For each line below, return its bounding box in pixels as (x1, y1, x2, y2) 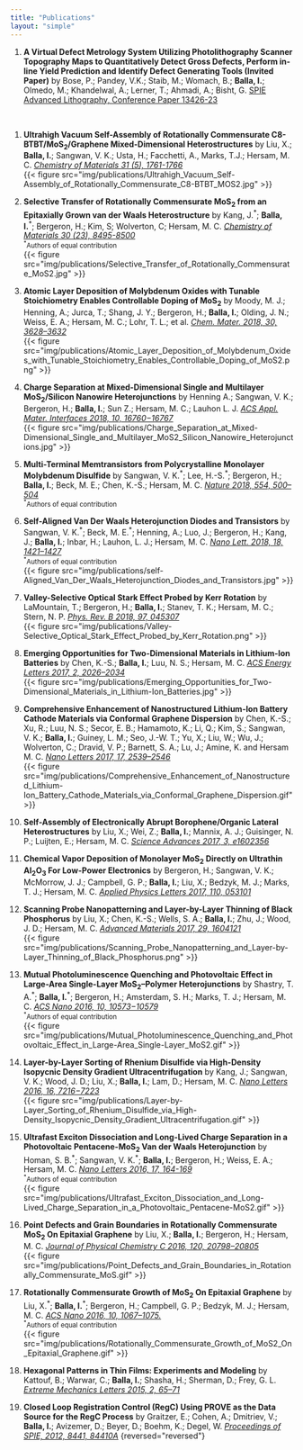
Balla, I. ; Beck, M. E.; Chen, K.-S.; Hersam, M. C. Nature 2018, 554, (22, 479, 272, 491)
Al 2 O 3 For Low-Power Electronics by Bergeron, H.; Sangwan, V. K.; (22, 865, 274, 878)
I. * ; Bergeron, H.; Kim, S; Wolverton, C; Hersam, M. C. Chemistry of (22, 219, 272, 231)
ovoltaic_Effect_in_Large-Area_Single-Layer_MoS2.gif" (22, 1039, 227, 1049)
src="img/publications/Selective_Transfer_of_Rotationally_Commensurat (22, 258, 290, 270)
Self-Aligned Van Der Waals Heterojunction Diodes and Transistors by (22, 516, 290, 527)
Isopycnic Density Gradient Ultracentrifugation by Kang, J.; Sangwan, (22, 1066, 289, 1076)
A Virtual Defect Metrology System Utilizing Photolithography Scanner (22, 46, 293, 57)
